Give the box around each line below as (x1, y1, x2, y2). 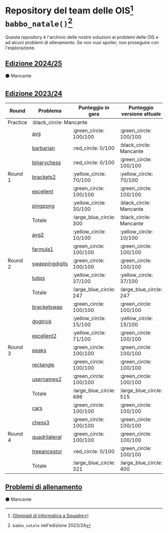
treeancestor (31, 448, 62, 455)
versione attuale (121, 111, 161, 118)
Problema (38, 108, 62, 115)
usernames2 (31, 376, 62, 383)
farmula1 (31, 246, 53, 253)
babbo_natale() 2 (5, 16, 73, 29)
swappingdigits (31, 260, 68, 267)
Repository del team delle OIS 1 (5, 3, 133, 17)
